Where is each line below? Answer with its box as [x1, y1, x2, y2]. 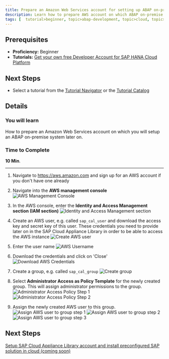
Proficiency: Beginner [12, 49, 59, 55]
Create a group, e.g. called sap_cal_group [12, 268, 99, 274]
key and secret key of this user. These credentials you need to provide [12, 223, 158, 229]
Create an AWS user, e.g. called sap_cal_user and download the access [12, 218, 161, 224]
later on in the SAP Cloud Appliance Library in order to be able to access [12, 228, 163, 234]
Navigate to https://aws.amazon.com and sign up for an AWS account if [12, 172, 161, 178]
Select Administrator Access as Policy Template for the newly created [12, 278, 160, 284]
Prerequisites [5, 35, 48, 44]
